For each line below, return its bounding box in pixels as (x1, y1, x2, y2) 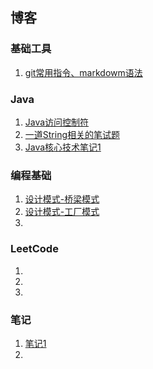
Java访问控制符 (24, 116, 90, 128)
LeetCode (10, 242, 59, 256)
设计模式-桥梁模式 (24, 193, 100, 205)
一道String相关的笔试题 (24, 128, 121, 140)
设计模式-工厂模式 (24, 206, 100, 218)
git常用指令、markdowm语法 (24, 66, 143, 78)
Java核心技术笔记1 (24, 141, 102, 153)
